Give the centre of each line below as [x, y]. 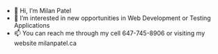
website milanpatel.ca [45, 43]
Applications [32, 25]
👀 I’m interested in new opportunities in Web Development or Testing [112, 18]
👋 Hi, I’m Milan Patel [42, 11]
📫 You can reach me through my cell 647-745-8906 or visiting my [109, 33]
